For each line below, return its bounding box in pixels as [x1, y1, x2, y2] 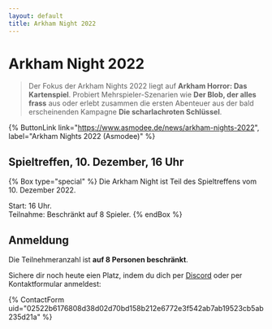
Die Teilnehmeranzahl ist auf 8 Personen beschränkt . [8, 255, 188, 265]
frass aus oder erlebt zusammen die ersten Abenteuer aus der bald [28, 98, 254, 108]
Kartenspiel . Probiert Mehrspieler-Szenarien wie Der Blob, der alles [28, 90, 257, 100]
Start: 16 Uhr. [8, 201, 52, 211]
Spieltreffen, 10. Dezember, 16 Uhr [8, 155, 184, 169]
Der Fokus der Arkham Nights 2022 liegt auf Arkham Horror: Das [28, 81, 248, 91]
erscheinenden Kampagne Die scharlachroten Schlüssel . [28, 107, 222, 117]
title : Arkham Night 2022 [8, 19, 96, 28]
